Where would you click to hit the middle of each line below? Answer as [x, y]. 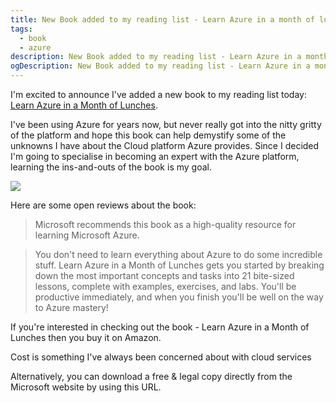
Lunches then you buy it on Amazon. [86, 337]
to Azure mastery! [71, 307]
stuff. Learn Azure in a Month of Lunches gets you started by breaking [179, 265]
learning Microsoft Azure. [87, 235]
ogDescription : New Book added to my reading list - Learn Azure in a [160, 66]
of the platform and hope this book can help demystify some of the [148, 135]
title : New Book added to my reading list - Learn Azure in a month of [162, 19]
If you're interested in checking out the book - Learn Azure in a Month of [160, 327]
